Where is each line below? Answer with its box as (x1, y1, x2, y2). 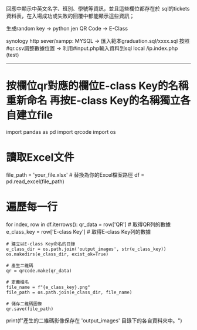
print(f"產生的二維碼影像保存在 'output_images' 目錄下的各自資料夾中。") (6, 316, 183, 324)
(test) (6, 52, 19, 58)
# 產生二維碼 (6, 262, 33, 268)
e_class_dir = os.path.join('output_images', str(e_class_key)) (6, 246, 167, 252)
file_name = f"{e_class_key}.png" (6, 284, 91, 290)
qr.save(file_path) (6, 306, 54, 312)
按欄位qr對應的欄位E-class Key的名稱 (6, 79, 189, 93)
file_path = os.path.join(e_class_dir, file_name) (6, 289, 133, 295)
